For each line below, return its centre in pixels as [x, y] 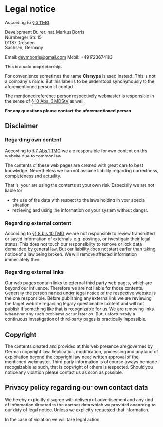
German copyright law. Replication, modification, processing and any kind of [81, 352]
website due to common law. [34, 156]
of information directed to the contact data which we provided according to [80, 405]
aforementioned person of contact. [40, 86]
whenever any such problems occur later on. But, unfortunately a [70, 314]
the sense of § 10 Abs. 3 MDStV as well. [45, 101]
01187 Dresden [20, 42]
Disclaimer [22, 126]
